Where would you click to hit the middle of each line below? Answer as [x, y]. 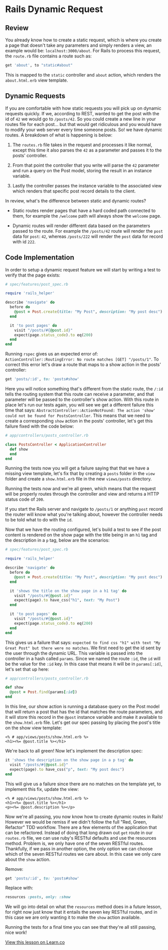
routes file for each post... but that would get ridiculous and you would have [83, 124]
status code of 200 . [25, 499]
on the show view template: [34, 728]
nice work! [16, 932]
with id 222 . [24, 242]
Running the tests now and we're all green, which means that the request [81, 489]
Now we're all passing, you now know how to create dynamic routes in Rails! [84, 817]
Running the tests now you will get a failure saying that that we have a [77, 468]
